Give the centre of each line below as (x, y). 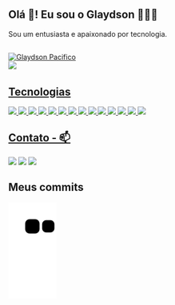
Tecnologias (40, 91)
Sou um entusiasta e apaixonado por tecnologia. (88, 34)
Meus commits (46, 187)
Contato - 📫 (40, 138)
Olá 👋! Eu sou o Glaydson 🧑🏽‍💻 (83, 15)
